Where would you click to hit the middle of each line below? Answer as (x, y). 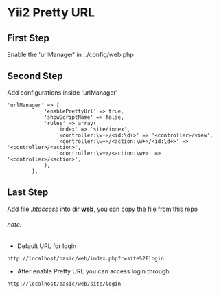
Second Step (35, 76)
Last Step (28, 193)
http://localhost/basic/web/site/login (64, 284)
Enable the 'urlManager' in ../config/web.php (70, 54)
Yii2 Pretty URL (51, 13)
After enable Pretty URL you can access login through (93, 271)
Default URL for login (47, 246)
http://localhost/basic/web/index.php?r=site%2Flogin (86, 258)
